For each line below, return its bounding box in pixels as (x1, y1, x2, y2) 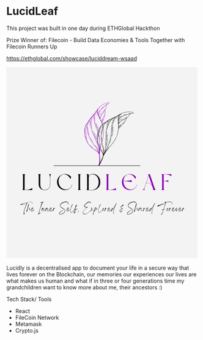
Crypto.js (15, 327, 39, 334)
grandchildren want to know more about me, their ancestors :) (6, 283, 163, 291)
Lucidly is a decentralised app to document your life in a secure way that (6, 264, 190, 272)
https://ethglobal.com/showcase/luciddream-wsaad (6, 54, 138, 62)
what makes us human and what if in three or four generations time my (6, 277, 185, 284)
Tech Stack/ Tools (6, 295, 52, 303)
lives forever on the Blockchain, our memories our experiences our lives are (6, 270, 197, 278)
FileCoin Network (15, 314, 59, 321)
